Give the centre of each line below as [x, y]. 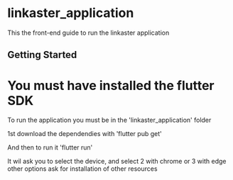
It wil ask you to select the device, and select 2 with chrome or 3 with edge [117, 162]
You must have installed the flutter [111, 85]
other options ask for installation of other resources [82, 169]
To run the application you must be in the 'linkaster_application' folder [109, 120]
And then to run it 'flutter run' [50, 147]
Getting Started [42, 55]
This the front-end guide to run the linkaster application [88, 33]
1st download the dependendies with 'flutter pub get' [85, 134]
